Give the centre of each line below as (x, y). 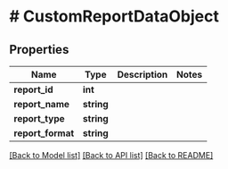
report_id (33, 89)
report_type (39, 118)
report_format (44, 133)
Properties (39, 50)
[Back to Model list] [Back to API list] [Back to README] (111, 155)
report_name (41, 104)
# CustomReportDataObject (114, 17)
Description (142, 75)
